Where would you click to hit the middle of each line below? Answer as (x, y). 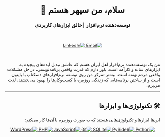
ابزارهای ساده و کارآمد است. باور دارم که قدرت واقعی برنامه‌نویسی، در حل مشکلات (83, 69)
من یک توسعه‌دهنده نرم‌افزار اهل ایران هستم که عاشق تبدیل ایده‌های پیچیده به (89, 64)
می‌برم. (153, 85)
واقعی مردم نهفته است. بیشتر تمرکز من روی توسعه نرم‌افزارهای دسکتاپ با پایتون (86, 75)
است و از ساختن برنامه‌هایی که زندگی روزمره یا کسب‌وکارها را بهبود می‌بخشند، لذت (84, 80)
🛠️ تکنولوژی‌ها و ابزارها (129, 105)
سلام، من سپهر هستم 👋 (82, 10)
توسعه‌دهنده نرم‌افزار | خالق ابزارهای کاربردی (82, 25)
